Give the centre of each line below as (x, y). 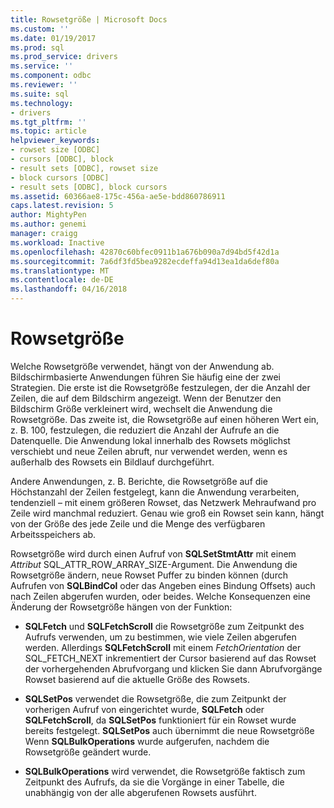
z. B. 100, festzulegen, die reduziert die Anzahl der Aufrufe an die (145, 430)
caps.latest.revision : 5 (62, 206)
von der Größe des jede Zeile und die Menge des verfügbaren (138, 523)
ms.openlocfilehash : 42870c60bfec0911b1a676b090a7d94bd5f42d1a (145, 252)
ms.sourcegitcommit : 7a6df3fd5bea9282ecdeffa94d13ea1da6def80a (145, 261)
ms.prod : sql (37, 47)
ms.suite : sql (40, 94)
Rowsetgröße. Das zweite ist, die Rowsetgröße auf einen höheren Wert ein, (165, 419)
